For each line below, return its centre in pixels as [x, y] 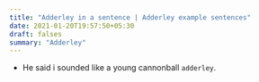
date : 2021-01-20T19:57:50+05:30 [72, 26]
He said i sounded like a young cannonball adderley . [119, 68]
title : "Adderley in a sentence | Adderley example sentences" [130, 17]
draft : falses [36, 34]
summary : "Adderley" [48, 42]
